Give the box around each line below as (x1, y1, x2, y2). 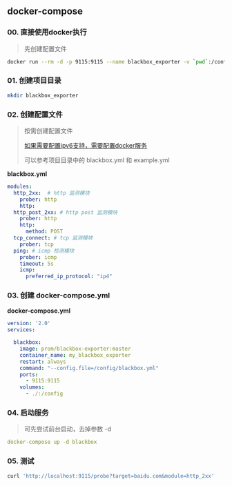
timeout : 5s (19, 260, 54, 267)
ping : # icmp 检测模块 (13, 247, 75, 254)
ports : (19, 371, 39, 378)
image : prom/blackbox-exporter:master (19, 345, 131, 353)
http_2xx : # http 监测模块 (13, 189, 90, 196)
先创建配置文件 (23, 44, 67, 52)
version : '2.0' (7, 320, 51, 327)
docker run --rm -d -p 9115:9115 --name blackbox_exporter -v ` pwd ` (7, 58, 209, 65)
